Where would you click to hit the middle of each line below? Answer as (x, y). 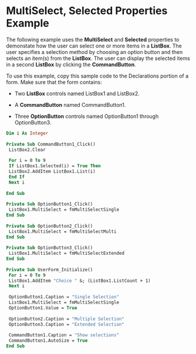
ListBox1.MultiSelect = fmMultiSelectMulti (62, 231)
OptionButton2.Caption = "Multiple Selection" (67, 319)
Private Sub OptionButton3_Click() (50, 248)
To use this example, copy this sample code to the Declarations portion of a (97, 76)
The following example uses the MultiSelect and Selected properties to (93, 39)
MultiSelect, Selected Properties (87, 11)
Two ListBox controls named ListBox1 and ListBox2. (77, 93)
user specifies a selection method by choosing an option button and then (94, 52)
